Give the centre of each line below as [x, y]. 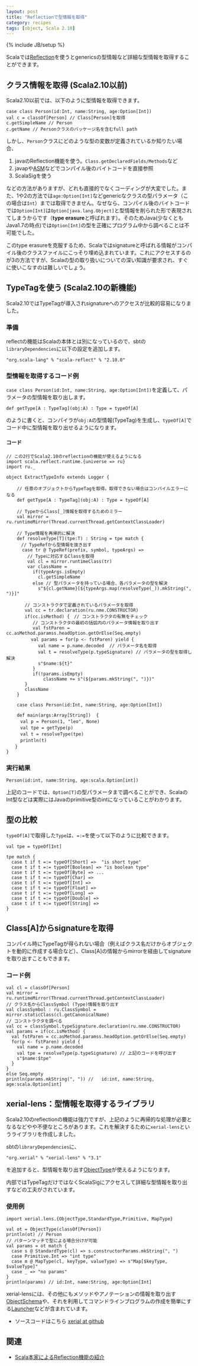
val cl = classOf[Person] [38, 988]
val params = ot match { [37, 1246]
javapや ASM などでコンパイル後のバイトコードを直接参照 [84, 169]
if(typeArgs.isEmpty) [59, 571]
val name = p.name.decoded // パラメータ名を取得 [97, 645]
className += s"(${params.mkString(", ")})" [99, 679]
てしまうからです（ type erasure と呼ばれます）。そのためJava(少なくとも [95, 218]
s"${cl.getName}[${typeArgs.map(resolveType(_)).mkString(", [115, 588]
